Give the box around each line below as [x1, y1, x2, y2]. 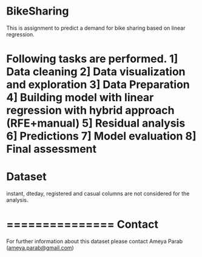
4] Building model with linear [6, 91, 154, 104]
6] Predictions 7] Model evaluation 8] [6, 129, 197, 143]
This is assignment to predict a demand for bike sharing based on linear [6, 24, 186, 32]
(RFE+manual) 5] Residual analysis [6, 116, 186, 130]
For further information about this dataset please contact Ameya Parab [6, 238, 183, 245]
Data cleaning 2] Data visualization [6, 65, 186, 79]
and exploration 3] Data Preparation [6, 78, 190, 92]
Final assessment [6, 142, 97, 156]
